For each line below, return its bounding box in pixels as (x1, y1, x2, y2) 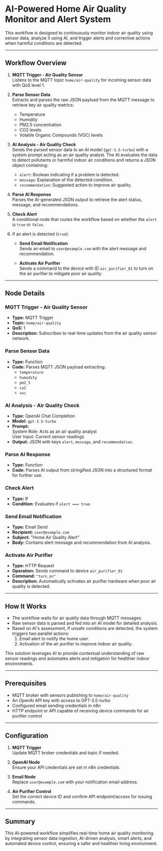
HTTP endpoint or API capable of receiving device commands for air (12, 707, 149, 714)
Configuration (5, 732, 49, 740)
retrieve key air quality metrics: (12, 102, 74, 108)
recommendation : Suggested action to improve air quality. (19, 182, 132, 188)
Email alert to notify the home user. (19, 636, 89, 642)
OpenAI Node (12, 759, 40, 765)
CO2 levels (19, 127, 41, 132)
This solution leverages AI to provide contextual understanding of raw (5, 650, 145, 656)
